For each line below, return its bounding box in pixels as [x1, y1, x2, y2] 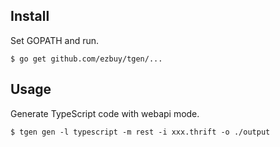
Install [10, 8, 50, 25]
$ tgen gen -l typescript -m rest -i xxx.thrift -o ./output [10, 127, 271, 137]
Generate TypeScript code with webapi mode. [10, 107, 200, 119]
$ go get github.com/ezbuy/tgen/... [10, 54, 163, 64]
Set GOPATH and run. [10, 34, 100, 46]
